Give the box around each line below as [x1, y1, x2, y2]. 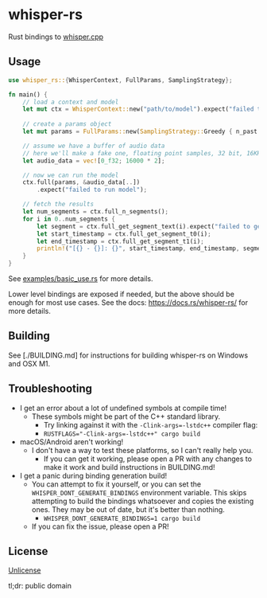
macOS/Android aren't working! [19, 436, 124, 447]
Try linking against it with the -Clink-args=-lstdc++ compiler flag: [43, 420, 258, 429]
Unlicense [8, 565, 41, 575]
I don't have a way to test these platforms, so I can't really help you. [31, 445, 253, 455]
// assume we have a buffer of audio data [22, 142, 165, 150]
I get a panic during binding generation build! [19, 471, 168, 480]
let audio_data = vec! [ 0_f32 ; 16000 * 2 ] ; [22, 157, 165, 165]
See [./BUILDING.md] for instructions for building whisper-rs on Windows [8, 350, 249, 360]
